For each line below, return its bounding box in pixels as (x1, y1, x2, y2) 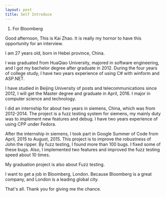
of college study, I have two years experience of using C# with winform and (5, 70, 160, 76)
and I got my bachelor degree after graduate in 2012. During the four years (5, 65, 158, 71)
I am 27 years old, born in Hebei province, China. (5, 50, 105, 56)
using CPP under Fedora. (5, 121, 56, 127)
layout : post (5, 7, 32, 12)
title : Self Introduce (5, 12, 52, 17)
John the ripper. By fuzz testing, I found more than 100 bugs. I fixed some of (5, 141, 161, 147)
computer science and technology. (5, 95, 76, 102)
